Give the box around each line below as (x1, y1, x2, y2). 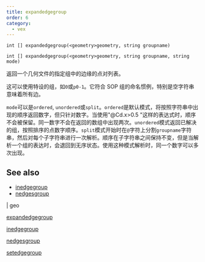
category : (6, 20, 32, 26)
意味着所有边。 (6, 91, 44, 98)
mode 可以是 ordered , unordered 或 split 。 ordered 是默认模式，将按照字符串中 (6, 104, 193, 111)
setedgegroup (6, 249, 42, 257)
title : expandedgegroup (6, 9, 67, 15)
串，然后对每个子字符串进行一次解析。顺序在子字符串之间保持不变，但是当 (6, 134, 193, 141)
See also (6, 167, 40, 177)
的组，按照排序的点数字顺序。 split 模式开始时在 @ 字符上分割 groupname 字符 (6, 126, 192, 134)
